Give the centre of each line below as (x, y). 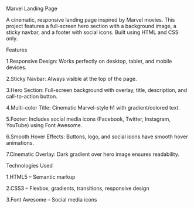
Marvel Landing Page (32, 8)
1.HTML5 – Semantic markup (41, 177)
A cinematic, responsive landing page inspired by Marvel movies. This (91, 20)
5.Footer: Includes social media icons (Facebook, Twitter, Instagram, (89, 119)
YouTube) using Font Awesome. (44, 125)
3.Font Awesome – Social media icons (52, 200)
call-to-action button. (32, 96)
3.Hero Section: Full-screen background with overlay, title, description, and (97, 90)
